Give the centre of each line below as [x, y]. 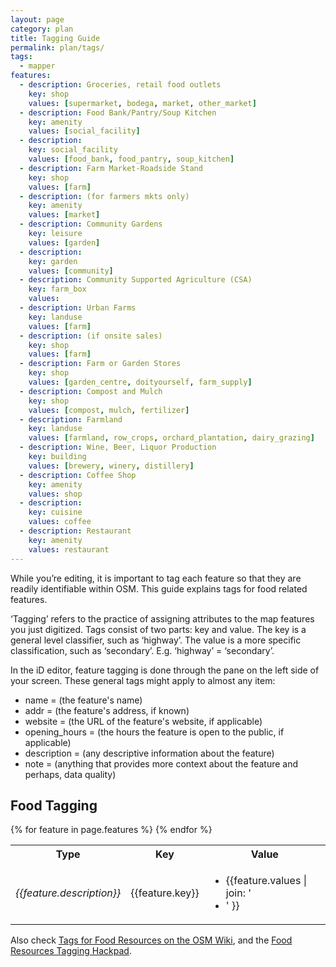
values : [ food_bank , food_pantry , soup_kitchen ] [131, 159]
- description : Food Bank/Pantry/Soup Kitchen [118, 112]
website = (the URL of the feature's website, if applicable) [143, 721]
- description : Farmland [71, 419]
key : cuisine [55, 512]
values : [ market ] [64, 215]
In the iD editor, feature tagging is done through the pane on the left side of [165, 670]
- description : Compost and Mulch [91, 391]
